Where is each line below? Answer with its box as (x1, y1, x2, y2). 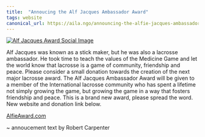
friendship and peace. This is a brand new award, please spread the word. (6, 94, 193, 101)
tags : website (6, 15, 43, 21)
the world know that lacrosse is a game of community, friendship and (6, 61, 181, 69)
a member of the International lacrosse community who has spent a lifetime (6, 81, 196, 88)
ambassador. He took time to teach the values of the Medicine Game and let (6, 55, 198, 63)
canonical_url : (6, 20, 45, 26)
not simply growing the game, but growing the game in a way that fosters (6, 88, 190, 95)
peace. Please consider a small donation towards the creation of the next (6, 68, 190, 76)
